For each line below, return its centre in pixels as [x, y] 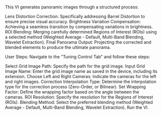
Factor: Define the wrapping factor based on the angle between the [72, 92]
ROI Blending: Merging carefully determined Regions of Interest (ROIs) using [81, 32]
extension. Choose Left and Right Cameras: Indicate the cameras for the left [81, 76]
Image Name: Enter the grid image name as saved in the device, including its [81, 71]
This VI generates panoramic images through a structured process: [72, 7]
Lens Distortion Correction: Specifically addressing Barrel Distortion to [75, 16]
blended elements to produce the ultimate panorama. [58, 47]
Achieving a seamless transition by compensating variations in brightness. [79, 27]
